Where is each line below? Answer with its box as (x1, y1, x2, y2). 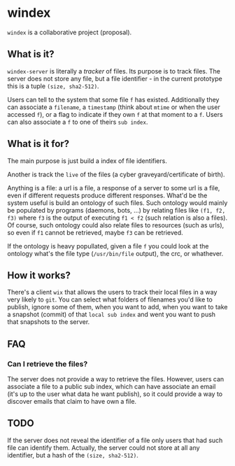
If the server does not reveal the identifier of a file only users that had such (7, 436, 223, 444)
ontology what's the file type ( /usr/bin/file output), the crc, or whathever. (7, 249, 224, 257)
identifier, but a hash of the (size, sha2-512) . (7, 451, 138, 459)
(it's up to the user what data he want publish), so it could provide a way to (7, 390, 223, 398)
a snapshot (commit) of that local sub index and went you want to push (7, 310, 215, 319)
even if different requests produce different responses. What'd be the (7, 191, 208, 199)
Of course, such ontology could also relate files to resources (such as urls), (7, 220, 225, 229)
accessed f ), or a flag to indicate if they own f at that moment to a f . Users (7, 110, 223, 118)
